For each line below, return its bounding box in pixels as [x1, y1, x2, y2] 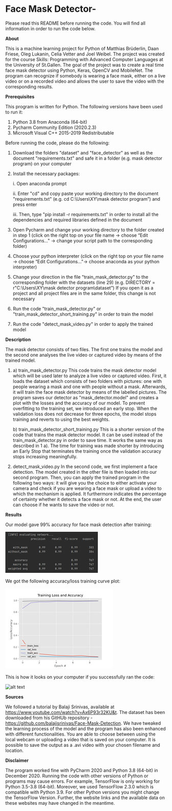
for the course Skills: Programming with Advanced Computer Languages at [5, 56, 164, 62]
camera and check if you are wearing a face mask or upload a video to [12, 485, 162, 491]
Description [5, 336, 31, 342]
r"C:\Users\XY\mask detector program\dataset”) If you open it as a [12, 284, 154, 291]
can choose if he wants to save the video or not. [12, 501, 115, 508]
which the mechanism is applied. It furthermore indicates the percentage [12, 491, 166, 497]
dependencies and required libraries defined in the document [12, 217, 142, 223]
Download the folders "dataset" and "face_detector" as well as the [12, 149, 153, 156]
